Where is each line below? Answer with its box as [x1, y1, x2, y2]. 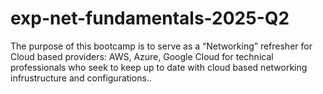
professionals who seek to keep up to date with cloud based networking [10, 61, 308, 73]
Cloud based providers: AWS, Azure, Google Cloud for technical [10, 50, 274, 62]
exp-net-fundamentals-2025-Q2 [10, 7, 290, 30]
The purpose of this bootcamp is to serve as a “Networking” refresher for [10, 40, 313, 52]
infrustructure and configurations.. [10, 72, 152, 84]
